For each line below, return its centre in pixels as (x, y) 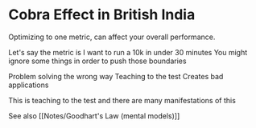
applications (29, 85)
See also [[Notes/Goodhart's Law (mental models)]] (94, 116)
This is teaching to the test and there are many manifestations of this (122, 100)
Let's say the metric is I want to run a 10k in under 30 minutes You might (128, 52)
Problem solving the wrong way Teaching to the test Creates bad (116, 76)
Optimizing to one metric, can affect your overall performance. (112, 37)
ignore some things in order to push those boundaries (97, 61)
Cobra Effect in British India (102, 15)
